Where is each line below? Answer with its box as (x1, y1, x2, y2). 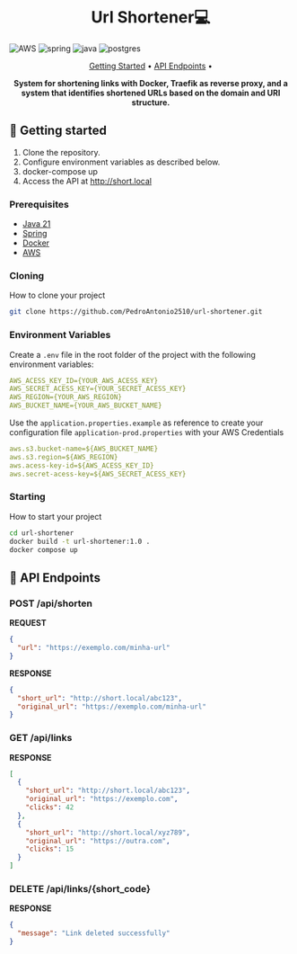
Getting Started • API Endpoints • (89, 60, 213, 71)
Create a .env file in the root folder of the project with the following (9, 349, 256, 360)
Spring (22, 228, 48, 239)
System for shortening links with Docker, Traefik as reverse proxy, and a (13, 77, 289, 88)
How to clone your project (9, 290, 106, 301)
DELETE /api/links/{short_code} (9, 882, 151, 895)
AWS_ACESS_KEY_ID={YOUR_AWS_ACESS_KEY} (9, 376, 159, 385)
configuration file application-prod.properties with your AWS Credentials (9, 427, 284, 438)
